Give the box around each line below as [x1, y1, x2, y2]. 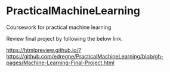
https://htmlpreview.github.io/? [6, 46, 82, 54]
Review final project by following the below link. [6, 35, 123, 42]
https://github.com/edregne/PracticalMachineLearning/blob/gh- [6, 53, 164, 60]
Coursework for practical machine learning [6, 24, 112, 31]
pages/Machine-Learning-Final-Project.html [6, 59, 115, 66]
